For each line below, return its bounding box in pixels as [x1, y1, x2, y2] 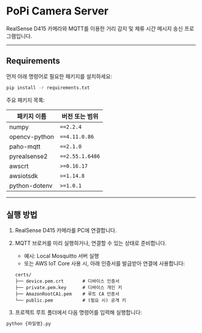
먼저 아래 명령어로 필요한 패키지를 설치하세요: [6, 72, 112, 79]
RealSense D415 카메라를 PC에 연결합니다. [14, 227, 117, 234]
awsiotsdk [9, 172, 38, 180]
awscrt [9, 161, 29, 170]
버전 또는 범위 [61, 112, 99, 120]
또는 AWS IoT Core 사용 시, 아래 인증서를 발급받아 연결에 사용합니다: [23, 260, 185, 267]
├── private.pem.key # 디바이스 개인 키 [14, 285, 122, 291]
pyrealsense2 [9, 152, 48, 160]
